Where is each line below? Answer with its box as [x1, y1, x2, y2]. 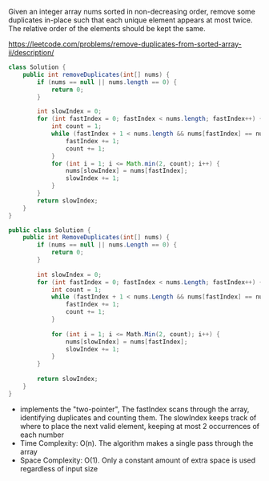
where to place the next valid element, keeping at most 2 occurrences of [19, 421, 260, 431]
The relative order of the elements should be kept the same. [8, 24, 206, 33]
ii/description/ [8, 48, 54, 57]
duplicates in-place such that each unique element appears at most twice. [8, 15, 254, 25]
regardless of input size [19, 463, 98, 473]
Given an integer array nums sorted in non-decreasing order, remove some [8, 7, 256, 16]
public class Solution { [8, 226, 91, 234]
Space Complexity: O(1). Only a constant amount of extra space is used [19, 455, 256, 465]
